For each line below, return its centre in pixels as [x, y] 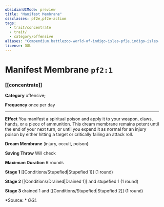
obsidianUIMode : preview [30, 9]
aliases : [14, 41]
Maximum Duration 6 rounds [34, 163]
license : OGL [18, 46]
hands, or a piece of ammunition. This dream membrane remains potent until [82, 124]
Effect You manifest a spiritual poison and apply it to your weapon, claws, [79, 119]
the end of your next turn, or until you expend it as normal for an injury [76, 129]
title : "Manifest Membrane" [34, 14]
